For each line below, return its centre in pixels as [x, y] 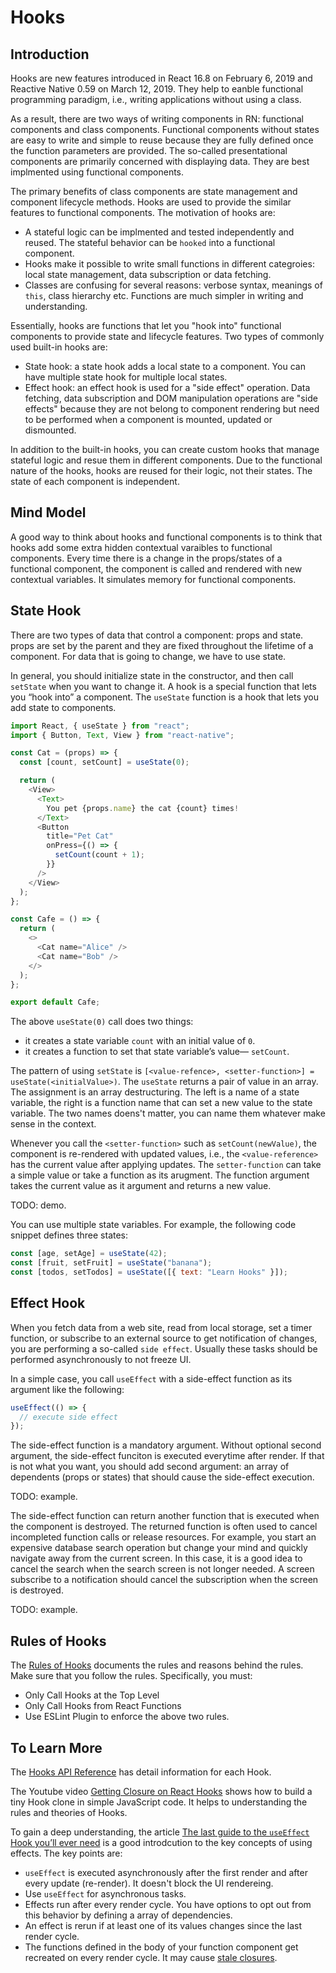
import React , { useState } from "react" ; [100, 726]
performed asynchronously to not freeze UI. [101, 1359]
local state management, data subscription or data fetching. [148, 274]
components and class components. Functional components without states [165, 129]
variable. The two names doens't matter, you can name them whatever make [168, 1113]
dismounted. [50, 430]
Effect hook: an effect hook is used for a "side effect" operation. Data [167, 387]
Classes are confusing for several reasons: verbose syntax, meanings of [173, 285]
